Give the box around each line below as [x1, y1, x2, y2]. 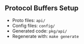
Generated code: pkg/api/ [12, 27, 67, 34]
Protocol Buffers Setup [5, 4, 79, 12]
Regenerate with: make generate [12, 33, 79, 39]
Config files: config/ [12, 22, 55, 28]
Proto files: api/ [12, 17, 46, 23]
